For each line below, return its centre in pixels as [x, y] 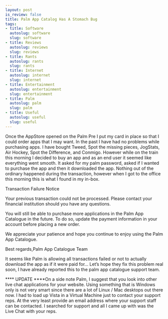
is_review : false [23, 15]
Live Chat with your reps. [31, 311]
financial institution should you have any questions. [58, 203]
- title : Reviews [23, 43]
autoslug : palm [26, 103]
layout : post [19, 10]
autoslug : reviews [29, 47]
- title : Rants [21, 57]
